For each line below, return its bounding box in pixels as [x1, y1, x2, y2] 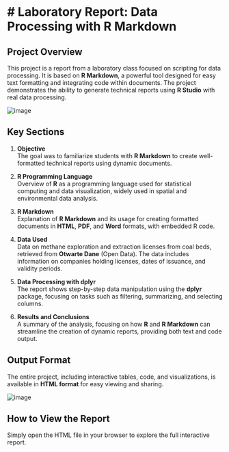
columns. [16, 299, 43, 307]
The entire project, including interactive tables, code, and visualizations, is [7, 373, 216, 381]
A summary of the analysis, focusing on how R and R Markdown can [16, 320, 211, 328]
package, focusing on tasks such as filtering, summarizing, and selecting [16, 292, 224, 300]
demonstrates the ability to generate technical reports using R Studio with [7, 86, 215, 94]
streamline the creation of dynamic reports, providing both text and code [16, 327, 222, 336]
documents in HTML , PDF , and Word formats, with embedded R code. [16, 222, 215, 230]
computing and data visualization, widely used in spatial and [16, 186, 187, 195]
